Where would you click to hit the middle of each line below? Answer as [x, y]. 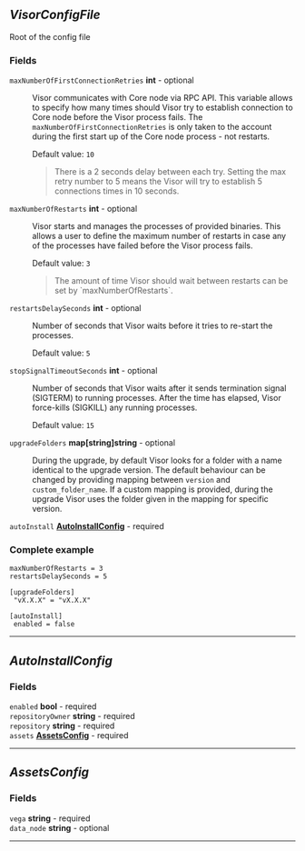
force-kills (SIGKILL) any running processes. [115, 407]
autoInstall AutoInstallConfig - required [87, 526]
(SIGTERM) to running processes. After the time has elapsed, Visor [157, 398]
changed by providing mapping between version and [132, 480]
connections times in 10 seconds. [117, 191]
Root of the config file [50, 36]
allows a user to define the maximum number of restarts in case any [159, 236]
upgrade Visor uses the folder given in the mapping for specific [151, 499]
